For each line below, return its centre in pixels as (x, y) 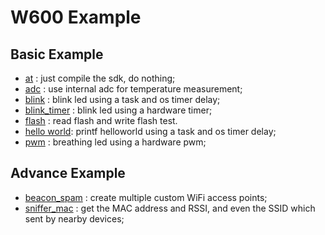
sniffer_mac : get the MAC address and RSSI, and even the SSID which (170, 208)
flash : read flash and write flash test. (101, 120)
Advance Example (68, 173)
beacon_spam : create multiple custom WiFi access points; (146, 197)
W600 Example (76, 17)
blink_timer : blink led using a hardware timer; (118, 110)
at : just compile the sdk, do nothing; (100, 78)
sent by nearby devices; (74, 218)
